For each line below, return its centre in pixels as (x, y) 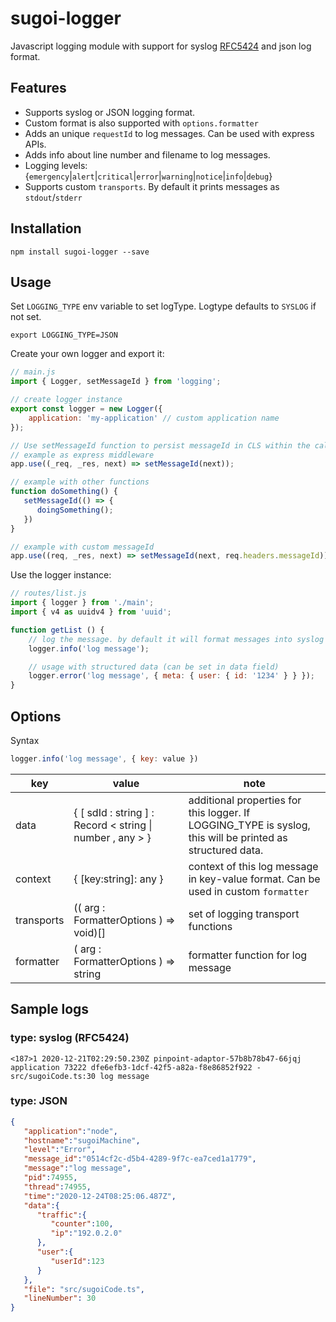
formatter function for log (248, 955)
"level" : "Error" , (60, 1150)
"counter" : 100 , (82, 1224)
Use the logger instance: (61, 575)
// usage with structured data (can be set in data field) (154, 667)
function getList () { (57, 630)
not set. (26, 317)
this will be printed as (238, 837)
